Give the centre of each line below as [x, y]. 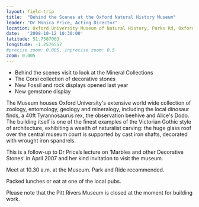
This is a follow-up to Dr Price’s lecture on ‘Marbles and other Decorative [95, 152]
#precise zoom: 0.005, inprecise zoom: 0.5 [61, 50]
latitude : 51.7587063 [33, 39]
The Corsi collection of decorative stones [65, 79]
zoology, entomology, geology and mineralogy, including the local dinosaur [98, 109]
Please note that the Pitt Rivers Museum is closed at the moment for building [99, 192]
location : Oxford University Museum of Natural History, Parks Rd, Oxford [100, 28]
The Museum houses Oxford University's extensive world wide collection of [99, 103]
